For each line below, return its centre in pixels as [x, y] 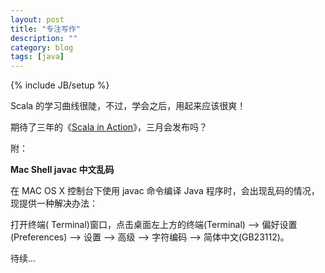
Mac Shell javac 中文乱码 [62, 170]
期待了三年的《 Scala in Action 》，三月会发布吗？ [109, 127]
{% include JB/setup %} [60, 85]
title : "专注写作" [46, 29]
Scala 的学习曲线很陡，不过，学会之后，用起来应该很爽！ [128, 106]
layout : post [37, 19]
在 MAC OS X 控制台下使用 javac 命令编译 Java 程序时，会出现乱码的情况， [165, 191]
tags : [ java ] [37, 57]
